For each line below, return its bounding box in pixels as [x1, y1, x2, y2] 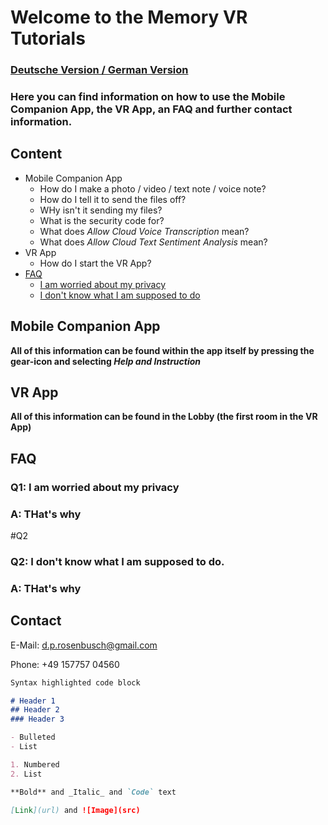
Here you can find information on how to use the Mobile [10, 90, 286, 104]
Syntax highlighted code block [10, 677, 141, 688]
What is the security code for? [39, 214, 165, 226]
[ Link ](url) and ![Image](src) [10, 805, 141, 815]
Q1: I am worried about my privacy [10, 480, 180, 494]
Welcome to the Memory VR [10, 6, 248, 29]
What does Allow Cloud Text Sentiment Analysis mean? [39, 236, 268, 248]
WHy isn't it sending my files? [39, 204, 163, 216]
